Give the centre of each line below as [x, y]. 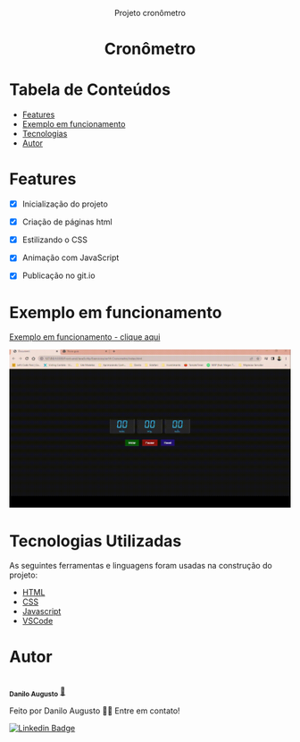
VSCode [37, 621]
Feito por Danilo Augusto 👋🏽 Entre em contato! [95, 711]
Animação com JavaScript [71, 257]
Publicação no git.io [58, 275]
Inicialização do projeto [65, 204]
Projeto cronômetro [150, 13]
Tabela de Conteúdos [90, 90]
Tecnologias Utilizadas [96, 541]
